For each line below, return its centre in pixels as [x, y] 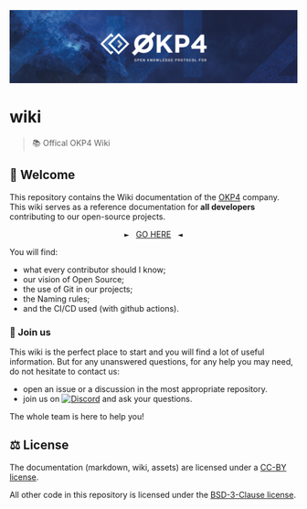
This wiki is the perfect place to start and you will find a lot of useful [137, 352]
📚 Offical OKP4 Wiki [71, 143]
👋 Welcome [42, 175]
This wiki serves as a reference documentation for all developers [132, 207]
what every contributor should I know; [94, 270]
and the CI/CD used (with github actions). [101, 308]
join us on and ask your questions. [107, 399]
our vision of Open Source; [74, 279]
